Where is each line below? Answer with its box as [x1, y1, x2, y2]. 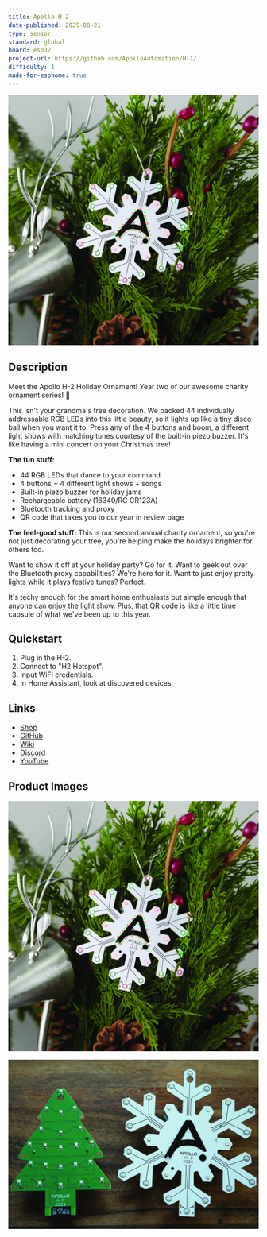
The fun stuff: [8, 454, 55, 464]
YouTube [19, 756, 49, 766]
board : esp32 [8, 46, 52, 55]
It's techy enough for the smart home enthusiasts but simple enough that [8, 592, 247, 601]
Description [8, 361, 68, 374]
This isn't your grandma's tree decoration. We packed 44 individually [8, 405, 234, 415]
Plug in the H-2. [19, 653, 72, 663]
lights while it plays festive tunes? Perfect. [8, 577, 146, 586]
